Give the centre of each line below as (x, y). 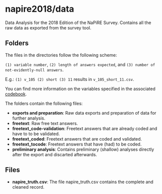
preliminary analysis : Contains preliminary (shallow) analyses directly (83, 149)
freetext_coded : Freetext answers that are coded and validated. (77, 139)
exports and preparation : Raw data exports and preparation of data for (84, 113)
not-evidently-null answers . (34, 70)
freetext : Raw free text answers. (45, 123)
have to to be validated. (36, 134)
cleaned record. (28, 187)
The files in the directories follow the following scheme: (61, 55)
